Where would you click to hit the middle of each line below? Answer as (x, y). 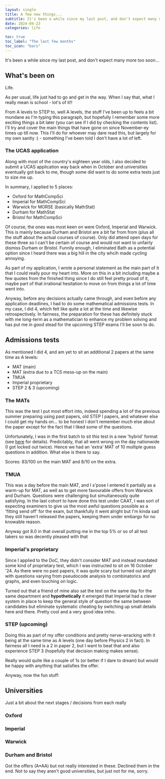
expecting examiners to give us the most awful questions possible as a (77, 506)
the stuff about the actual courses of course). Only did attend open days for (82, 237)
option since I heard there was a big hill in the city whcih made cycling (76, 253)
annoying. (15, 258)
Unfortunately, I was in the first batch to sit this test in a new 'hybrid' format (82, 436)
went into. (15, 288)
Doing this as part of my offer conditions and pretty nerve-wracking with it (80, 635)
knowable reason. (23, 522)
